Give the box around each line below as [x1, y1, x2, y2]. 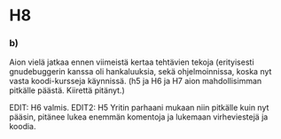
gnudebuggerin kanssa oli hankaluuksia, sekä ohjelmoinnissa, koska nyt [9, 66, 272, 77]
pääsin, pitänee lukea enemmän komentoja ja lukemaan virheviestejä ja [9, 112, 269, 122]
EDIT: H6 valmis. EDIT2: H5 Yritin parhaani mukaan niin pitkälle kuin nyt [9, 103, 269, 113]
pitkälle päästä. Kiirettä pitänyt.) [9, 85, 126, 96]
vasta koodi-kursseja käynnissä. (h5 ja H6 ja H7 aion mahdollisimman [9, 76, 262, 87]
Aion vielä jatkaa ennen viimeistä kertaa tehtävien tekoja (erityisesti [9, 57, 254, 67]
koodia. [9, 121, 37, 132]
